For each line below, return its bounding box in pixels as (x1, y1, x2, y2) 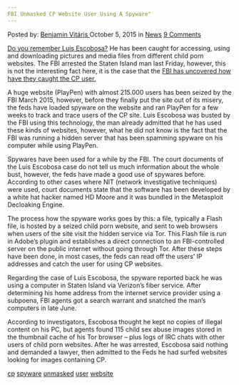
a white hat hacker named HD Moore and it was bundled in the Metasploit (7, 192, 223, 201)
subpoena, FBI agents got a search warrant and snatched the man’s (7, 296, 206, 304)
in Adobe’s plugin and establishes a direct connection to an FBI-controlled (7, 237, 225, 245)
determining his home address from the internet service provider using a (7, 288, 221, 297)
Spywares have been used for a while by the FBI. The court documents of (7, 155, 224, 163)
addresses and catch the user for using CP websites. (7, 260, 163, 268)
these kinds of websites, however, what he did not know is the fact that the (7, 125, 228, 134)
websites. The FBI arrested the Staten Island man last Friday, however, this (7, 58, 226, 68)
